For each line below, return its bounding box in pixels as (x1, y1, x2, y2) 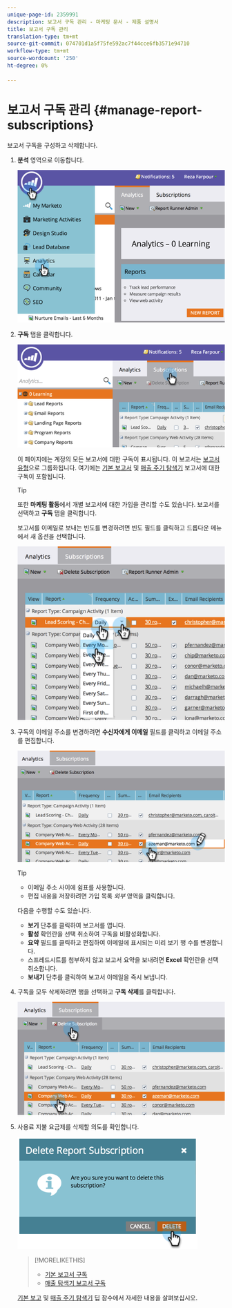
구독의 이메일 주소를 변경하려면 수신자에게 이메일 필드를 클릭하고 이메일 (17, 728, 209, 736)
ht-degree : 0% (7, 62, 48, 69)
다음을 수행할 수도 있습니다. (17, 907, 92, 915)
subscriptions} (7, 117, 95, 133)
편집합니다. (24, 736, 55, 745)
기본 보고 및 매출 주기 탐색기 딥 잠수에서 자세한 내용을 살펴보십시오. (17, 1293, 198, 1302)
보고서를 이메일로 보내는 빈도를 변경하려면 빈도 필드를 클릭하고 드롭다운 (17, 523, 209, 532)
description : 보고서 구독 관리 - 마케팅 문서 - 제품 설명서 (7, 18, 159, 26)
